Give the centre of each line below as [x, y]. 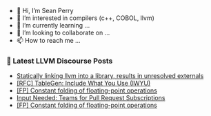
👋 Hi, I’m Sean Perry [45, 11]
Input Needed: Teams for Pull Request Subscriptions [91, 98]
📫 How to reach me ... [48, 40]
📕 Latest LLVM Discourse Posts [60, 61]
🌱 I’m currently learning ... [53, 25]
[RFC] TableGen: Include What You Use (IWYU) [83, 84]
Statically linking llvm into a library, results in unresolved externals [110, 76]
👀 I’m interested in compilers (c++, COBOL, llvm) [85, 18]
